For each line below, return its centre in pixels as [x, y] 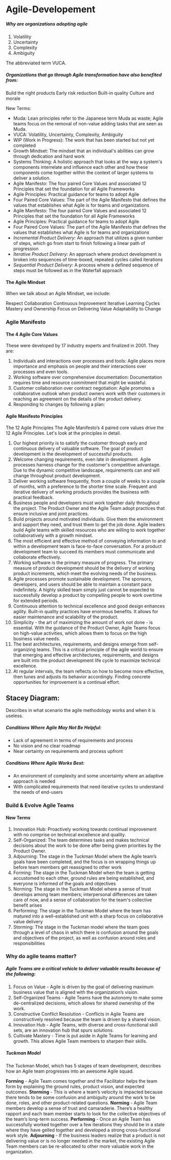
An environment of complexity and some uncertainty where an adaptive [88, 776]
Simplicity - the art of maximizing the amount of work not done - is [83, 622]
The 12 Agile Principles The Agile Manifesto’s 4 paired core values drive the [85, 428]
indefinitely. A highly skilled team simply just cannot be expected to [84, 590]
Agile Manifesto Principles [34, 416]
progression [26, 249]
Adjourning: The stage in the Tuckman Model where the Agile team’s [85, 856]
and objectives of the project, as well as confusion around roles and [84, 938]
